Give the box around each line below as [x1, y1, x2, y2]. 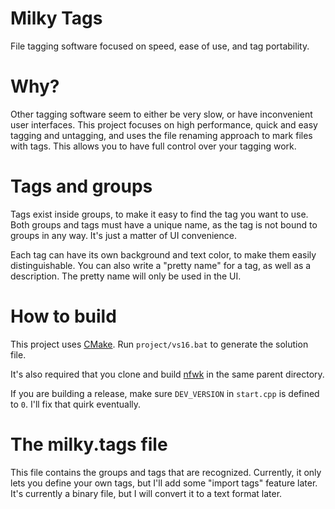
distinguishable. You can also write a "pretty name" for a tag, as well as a [10, 259, 312, 271]
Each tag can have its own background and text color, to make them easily [10, 248, 317, 261]
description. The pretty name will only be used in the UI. [10, 270, 242, 282]
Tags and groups [10, 175, 153, 198]
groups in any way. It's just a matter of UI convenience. [10, 229, 237, 241]
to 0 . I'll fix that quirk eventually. [10, 398, 142, 410]
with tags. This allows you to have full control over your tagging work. [10, 140, 297, 152]
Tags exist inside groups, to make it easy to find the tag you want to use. [10, 208, 309, 220]
